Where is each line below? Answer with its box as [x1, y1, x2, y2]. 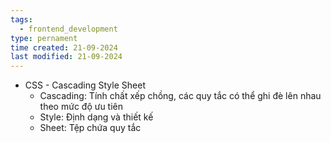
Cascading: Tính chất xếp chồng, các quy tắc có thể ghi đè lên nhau [39, 90, 322, 102]
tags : [10, 14, 33, 25]
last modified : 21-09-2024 [10, 52, 123, 62]
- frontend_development [19, 24, 118, 34]
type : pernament [10, 33, 78, 43]
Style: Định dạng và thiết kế [39, 111, 154, 123]
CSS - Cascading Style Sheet [24, 79, 146, 91]
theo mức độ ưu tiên [39, 101, 124, 113]
